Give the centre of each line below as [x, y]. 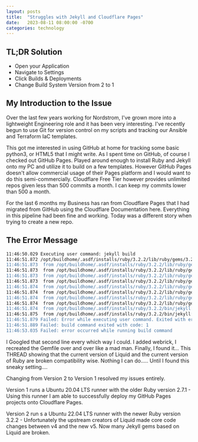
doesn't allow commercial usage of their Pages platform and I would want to [98, 173]
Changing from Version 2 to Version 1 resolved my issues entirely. [86, 378]
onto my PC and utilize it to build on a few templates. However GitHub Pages [99, 166]
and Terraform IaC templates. [42, 136]
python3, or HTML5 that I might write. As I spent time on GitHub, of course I [98, 154]
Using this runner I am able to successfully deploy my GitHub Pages [89, 396]
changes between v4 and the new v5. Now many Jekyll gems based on [93, 426]
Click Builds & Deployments [48, 79]
